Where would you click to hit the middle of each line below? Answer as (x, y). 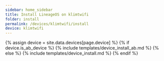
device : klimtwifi (24, 28)
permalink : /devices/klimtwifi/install (47, 24)
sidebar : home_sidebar (29, 10)
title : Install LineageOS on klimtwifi (47, 14)
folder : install (22, 19)
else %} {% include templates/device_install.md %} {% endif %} (72, 53)
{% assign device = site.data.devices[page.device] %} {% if (67, 42)
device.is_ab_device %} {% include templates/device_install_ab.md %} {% (82, 48)
